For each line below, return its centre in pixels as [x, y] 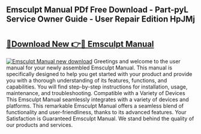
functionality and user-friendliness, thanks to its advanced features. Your [97, 112]
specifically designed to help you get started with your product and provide [99, 74]
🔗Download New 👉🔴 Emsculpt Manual [80, 44]
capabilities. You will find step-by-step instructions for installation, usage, [97, 87]
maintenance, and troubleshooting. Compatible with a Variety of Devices [96, 93]
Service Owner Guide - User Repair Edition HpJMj [100, 19]
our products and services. [40, 125]
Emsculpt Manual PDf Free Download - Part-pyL [97, 10]
